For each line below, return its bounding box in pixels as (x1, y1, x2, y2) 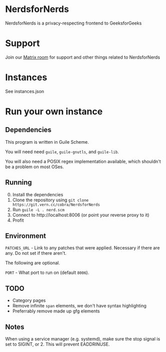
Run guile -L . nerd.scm (12, 206, 65, 212)
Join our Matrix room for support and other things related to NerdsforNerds (5, 54, 160, 60)
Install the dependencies (12, 191, 63, 197)
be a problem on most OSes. (5, 164, 64, 170)
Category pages (12, 297, 46, 303)
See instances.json (5, 88, 44, 94)
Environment (5, 232, 46, 240)
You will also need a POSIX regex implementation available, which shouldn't (5, 158, 161, 164)
